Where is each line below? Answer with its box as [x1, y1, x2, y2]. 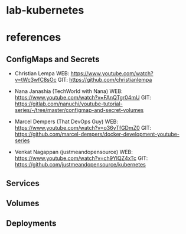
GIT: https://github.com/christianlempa [58, 76, 152, 84]
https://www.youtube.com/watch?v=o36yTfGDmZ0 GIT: [14, 124, 152, 132]
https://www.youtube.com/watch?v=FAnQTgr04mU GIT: [14, 94, 152, 101]
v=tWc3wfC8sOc [14, 76, 57, 84]
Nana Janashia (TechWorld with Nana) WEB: [14, 88, 123, 95]
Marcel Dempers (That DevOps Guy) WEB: [14, 118, 118, 125]
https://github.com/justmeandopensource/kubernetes [14, 161, 146, 168]
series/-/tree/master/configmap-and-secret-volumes [14, 107, 144, 114]
